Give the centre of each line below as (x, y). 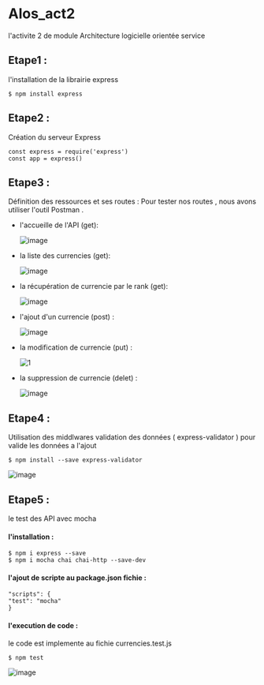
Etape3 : (29, 182)
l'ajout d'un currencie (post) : (67, 317)
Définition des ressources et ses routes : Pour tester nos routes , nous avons (132, 201)
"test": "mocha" (35, 601)
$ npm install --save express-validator (76, 460)
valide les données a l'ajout (52, 446)
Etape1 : (28, 60)
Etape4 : (29, 418)
